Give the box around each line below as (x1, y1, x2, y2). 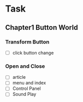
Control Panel (12, 85, 41, 91)
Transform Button (5, 38, 49, 45)
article (12, 74, 26, 80)
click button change (12, 49, 54, 56)
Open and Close (5, 63, 45, 70)
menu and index (12, 80, 46, 86)
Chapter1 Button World (5, 23, 78, 32)
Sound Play (12, 91, 37, 97)
